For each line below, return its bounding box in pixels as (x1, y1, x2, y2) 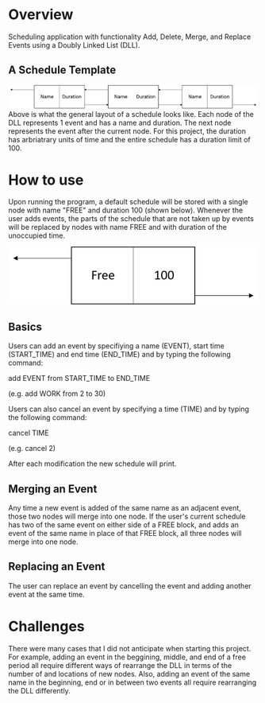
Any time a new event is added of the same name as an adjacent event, (8, 503, 242, 512)
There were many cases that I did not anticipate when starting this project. (8, 643, 252, 653)
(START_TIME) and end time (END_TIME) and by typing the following (8, 350, 232, 359)
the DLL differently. (8, 686, 71, 695)
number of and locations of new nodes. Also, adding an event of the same (8, 669, 251, 678)
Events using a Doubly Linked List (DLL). (8, 40, 140, 49)
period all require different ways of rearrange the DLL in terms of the (8, 660, 232, 670)
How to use (8, 171, 84, 188)
